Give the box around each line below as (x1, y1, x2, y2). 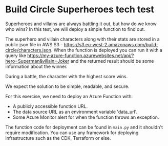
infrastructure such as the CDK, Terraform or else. (5, 135, 111, 141)
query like (5, 52, 27, 59)
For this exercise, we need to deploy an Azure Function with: (5, 93, 133, 99)
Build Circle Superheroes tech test (5, 4, 155, 15)
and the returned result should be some (70, 58, 154, 64)
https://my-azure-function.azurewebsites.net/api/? (27, 52, 134, 59)
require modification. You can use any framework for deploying (5, 130, 139, 136)
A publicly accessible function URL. (12, 103, 88, 109)
